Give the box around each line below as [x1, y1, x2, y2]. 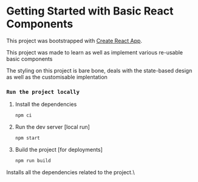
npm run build [15, 157, 51, 164]
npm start [15, 135, 41, 141]
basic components [6, 55, 53, 62]
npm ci [15, 112, 32, 119]
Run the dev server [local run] [15, 123, 90, 131]
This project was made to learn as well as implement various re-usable [6, 48, 183, 56]
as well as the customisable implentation [6, 73, 108, 80]
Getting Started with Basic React [6, 4, 174, 18]
